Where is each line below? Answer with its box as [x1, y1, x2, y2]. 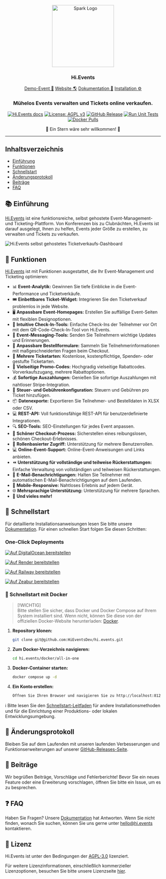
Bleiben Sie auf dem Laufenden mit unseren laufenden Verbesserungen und [5, 741, 160, 747]
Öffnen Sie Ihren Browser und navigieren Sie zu [12, 693, 115, 698]
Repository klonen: [12, 628, 53, 634]
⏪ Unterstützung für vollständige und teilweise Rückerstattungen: [12, 460, 152, 466]
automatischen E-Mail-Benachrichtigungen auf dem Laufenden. [12, 477, 142, 483]
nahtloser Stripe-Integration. [12, 382, 70, 388]
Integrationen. [12, 418, 41, 424]
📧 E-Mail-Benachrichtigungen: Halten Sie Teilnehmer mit [12, 472, 130, 478]
